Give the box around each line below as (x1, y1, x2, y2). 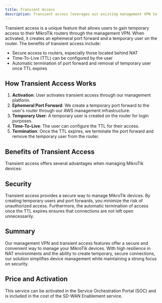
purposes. (12, 118, 33, 124)
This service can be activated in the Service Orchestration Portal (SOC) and (5, 287, 156, 294)
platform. (12, 98, 31, 103)
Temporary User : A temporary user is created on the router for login (12, 113, 149, 119)
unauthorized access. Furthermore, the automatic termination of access (5, 202, 149, 209)
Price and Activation (5, 275, 68, 283)
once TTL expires (12, 65, 48, 71)
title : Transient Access (5, 7, 55, 12)
